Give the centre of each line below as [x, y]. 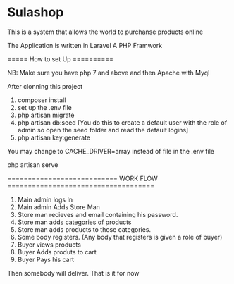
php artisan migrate [46, 115]
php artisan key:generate [54, 137]
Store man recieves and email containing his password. [98, 214]
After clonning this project [45, 86]
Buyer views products [49, 245]
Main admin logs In [45, 199]
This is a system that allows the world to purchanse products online [105, 32]
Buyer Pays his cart [46, 259]
